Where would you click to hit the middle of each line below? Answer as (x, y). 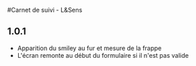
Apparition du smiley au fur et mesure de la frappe (89, 48)
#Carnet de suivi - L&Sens (45, 10)
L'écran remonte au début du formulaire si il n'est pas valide (103, 55)
